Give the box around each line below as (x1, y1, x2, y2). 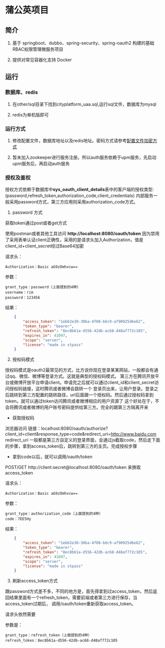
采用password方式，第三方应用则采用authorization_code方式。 (9, 199, 138, 205)
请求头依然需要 (5, 611, 36, 617)
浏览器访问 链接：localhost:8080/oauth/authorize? (5, 426, 108, 432)
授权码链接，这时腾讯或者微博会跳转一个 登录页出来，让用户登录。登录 (9, 386, 154, 392)
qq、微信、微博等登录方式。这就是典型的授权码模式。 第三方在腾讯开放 (9, 373, 155, 379)
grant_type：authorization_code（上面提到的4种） (5, 511, 103, 516)
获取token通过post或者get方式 (5, 220, 67, 226)
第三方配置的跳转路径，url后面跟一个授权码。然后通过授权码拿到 (22, 392, 154, 398)
